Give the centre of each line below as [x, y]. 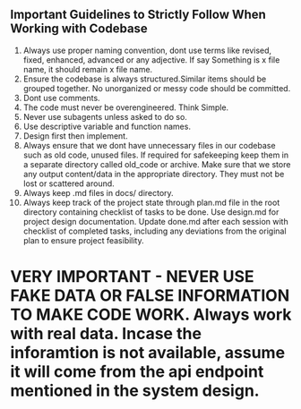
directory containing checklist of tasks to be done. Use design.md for [151, 212]
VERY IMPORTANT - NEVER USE [132, 277]
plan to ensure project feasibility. [83, 240]
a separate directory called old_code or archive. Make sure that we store [157, 164]
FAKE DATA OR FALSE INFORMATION [150, 295]
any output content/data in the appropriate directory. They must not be [154, 174]
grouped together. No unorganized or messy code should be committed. [157, 88]
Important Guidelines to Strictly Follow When [138, 15]
